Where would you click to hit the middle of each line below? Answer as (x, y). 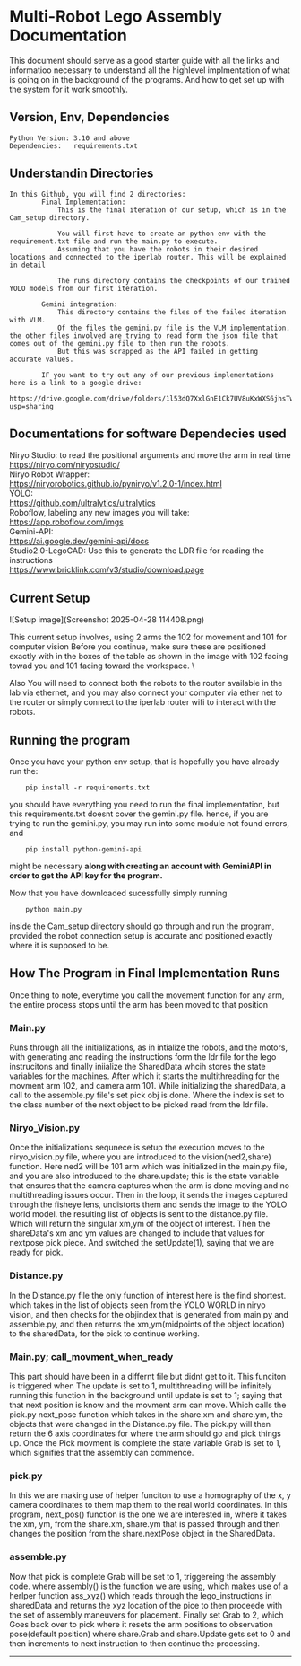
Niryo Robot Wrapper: (50, 474)
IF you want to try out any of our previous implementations (158, 375)
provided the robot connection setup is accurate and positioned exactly (141, 935)
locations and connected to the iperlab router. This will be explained (148, 257)
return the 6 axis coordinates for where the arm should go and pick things (146, 1433)
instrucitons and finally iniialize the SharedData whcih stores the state (138, 1067)
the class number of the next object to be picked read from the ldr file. (139, 1105)
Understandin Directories (82, 174)
